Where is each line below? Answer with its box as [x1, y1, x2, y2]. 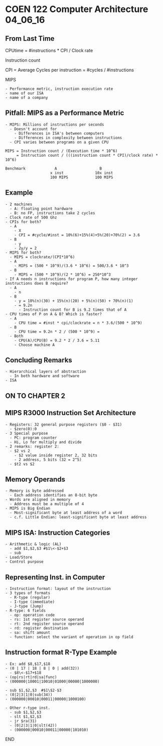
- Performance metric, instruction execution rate [5, 86, 113, 91]
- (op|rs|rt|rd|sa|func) [5, 674, 57, 680]
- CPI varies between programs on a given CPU [10, 140, 109, 145]
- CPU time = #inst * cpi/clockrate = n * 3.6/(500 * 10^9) [14, 320, 142, 325]
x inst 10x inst [50, 170, 113, 175]
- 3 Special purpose [5, 431, 49, 436]
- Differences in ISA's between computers [14, 131, 104, 136]
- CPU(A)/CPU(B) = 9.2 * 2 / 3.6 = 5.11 [14, 338, 100, 343]
